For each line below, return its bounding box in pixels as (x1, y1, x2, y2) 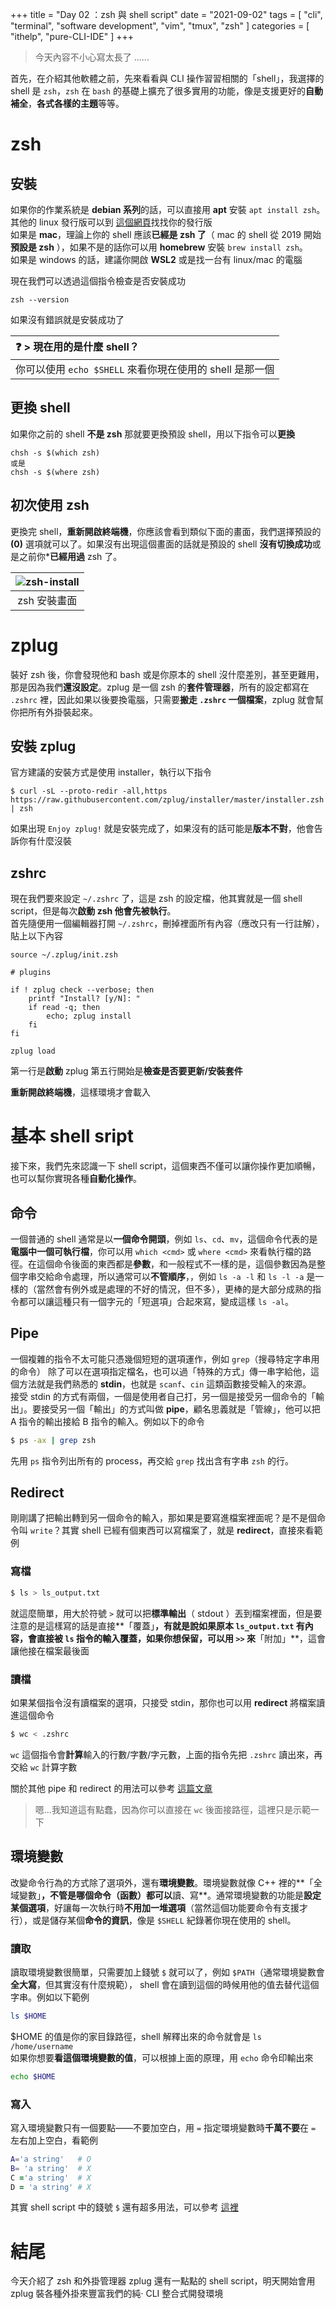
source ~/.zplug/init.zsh (10, 950, 118, 960)
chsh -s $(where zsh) (10, 467, 101, 477)
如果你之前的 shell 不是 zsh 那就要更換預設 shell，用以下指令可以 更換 (10, 428, 295, 440)
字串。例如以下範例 (10, 1991, 90, 2003)
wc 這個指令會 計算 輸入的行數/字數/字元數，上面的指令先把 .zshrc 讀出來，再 (10, 1748, 323, 1760)
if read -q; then (28, 1003, 101, 1013)
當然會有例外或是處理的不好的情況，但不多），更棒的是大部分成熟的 (36, 1283, 313, 1295)
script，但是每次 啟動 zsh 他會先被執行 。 (10, 905, 177, 917)
